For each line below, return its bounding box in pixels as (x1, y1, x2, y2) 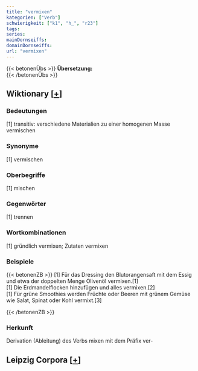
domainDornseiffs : (6, 43, 53, 49)
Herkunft (6, 323, 33, 332)
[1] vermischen (6, 155, 43, 163)
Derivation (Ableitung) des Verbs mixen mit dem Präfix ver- (6, 337, 153, 344)
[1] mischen (6, 185, 35, 192)
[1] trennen (6, 213, 33, 221)
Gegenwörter (6, 199, 46, 208)
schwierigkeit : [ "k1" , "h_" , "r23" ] (6, 20, 98, 26)
